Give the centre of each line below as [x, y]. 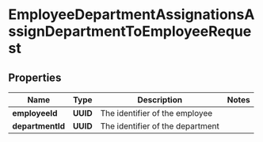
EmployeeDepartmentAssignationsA [131, 15]
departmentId [39, 126]
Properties [35, 77]
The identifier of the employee [156, 113]
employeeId [35, 113]
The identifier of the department [160, 126]
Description [160, 100]
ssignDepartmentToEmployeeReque [130, 31]
